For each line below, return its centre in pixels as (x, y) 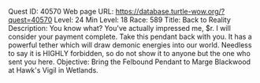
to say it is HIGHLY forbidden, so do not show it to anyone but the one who (129, 53)
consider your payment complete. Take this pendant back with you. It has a (130, 36)
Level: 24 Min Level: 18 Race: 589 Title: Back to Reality (142, 20)
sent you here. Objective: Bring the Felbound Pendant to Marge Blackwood (129, 62)
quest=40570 (30, 20)
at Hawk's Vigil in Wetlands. (53, 70)
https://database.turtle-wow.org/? (170, 11)
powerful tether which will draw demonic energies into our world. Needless (130, 45)
